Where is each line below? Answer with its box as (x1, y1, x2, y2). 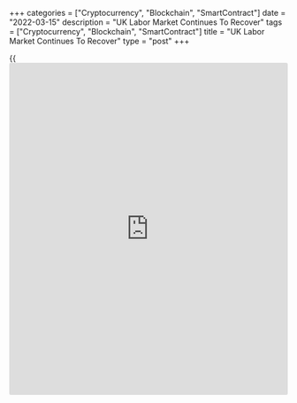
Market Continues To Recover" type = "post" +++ (9, 35, 190, 46)
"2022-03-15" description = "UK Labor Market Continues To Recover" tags (9, 17, 283, 27)
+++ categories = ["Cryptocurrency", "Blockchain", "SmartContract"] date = (9, 8, 286, 18)
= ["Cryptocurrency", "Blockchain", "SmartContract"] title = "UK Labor (9, 27, 265, 36)
